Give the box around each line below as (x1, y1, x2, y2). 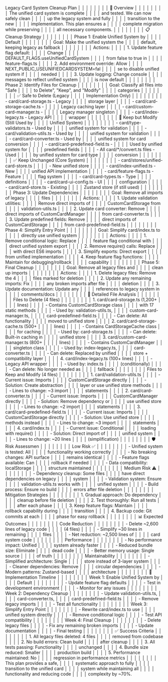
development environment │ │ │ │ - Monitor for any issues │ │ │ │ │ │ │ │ (5, 585, 158, 591)
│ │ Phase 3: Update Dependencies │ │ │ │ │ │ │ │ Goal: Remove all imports (5, 189, 163, 195)
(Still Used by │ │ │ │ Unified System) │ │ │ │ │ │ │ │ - (5, 120, 118, 125)
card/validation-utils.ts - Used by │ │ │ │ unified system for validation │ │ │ (5, 130, 161, 136)
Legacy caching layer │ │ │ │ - (61, 104, 124, 109)
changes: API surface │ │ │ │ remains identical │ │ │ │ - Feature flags (5, 454, 149, 460)
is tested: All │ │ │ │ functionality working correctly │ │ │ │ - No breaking (5, 449, 157, 455)
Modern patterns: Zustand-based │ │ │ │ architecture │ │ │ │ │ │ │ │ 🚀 (5, 569, 152, 575)
